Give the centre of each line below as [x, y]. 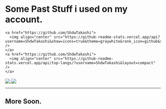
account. [24, 19]
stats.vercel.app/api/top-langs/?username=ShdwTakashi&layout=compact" [80, 63]
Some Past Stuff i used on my [66, 9]
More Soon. [23, 101]
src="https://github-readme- [83, 58]
